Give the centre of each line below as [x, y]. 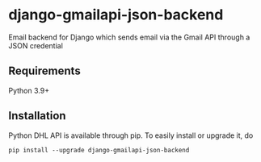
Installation [37, 116]
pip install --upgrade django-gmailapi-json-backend [99, 150]
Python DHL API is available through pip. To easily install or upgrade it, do [131, 135]
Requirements [44, 71]
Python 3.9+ [29, 90]
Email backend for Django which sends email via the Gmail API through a [129, 37]
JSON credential [36, 45]
